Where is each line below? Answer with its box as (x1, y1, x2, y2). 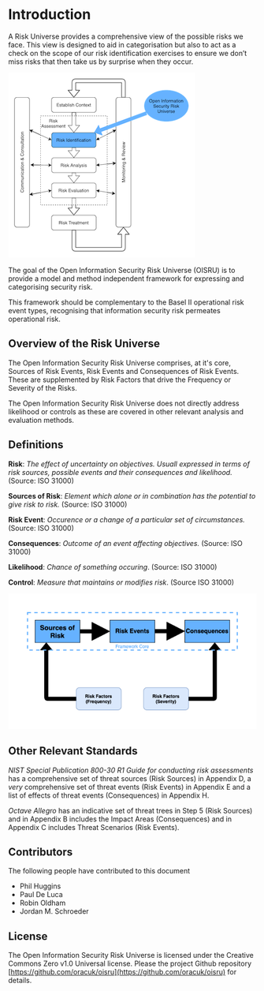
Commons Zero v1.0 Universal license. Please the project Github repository (8, 959, 252, 968)
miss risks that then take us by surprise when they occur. (8, 57, 194, 66)
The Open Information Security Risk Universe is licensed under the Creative (8, 951, 254, 960)
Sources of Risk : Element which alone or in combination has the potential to (8, 491, 256, 500)
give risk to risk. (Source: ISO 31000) (8, 499, 128, 509)
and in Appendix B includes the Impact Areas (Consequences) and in (8, 814, 232, 824)
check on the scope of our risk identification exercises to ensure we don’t (8, 48, 247, 58)
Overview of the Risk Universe (8, 337, 160, 350)
